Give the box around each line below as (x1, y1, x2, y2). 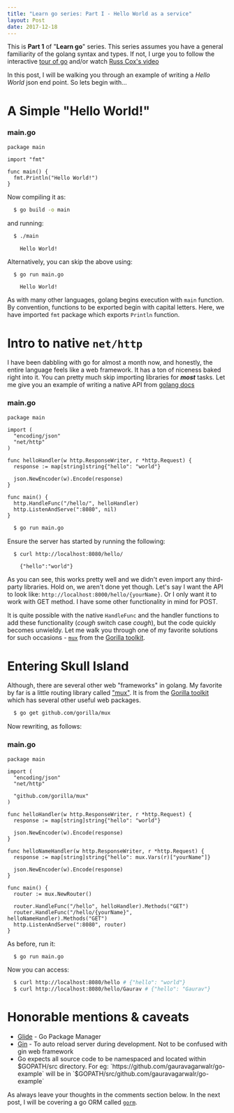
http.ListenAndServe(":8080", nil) (13, 505, 117, 513)
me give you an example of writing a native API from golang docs (7, 381, 195, 389)
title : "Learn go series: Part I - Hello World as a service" (7, 10, 192, 17)
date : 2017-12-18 (7, 23, 58, 30)
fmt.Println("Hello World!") (13, 174, 98, 181)
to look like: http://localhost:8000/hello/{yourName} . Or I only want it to (7, 590, 217, 598)
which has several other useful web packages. (7, 696, 141, 704)
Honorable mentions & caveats (7, 1009, 190, 1025)
